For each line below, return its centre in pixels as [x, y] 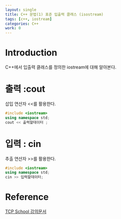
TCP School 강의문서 [26, 212]
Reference [27, 197]
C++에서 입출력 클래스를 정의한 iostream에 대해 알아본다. [61, 67]
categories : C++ [22, 24]
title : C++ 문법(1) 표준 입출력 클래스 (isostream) [55, 14]
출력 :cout [25, 89]
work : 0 [13, 28]
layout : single [21, 10]
